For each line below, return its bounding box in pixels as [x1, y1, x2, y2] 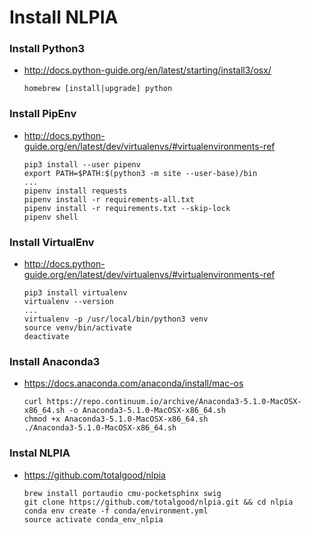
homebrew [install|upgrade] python [23, 84, 173, 94]
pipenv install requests [23, 186, 128, 196]
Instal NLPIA [9, 446, 71, 460]
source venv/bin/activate [23, 323, 132, 333]
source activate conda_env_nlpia [23, 514, 164, 525]
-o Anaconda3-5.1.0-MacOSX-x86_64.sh [68, 406, 226, 416]
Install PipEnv [9, 107, 77, 121]
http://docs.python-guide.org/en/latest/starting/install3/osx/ [23, 64, 272, 76]
